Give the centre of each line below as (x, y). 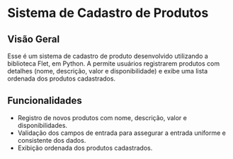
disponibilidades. (42, 125)
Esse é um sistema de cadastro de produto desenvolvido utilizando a (108, 56)
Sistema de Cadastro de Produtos (108, 13)
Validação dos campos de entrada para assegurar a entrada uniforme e (122, 133)
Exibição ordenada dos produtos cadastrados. (85, 148)
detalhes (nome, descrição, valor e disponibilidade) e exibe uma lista (108, 71)
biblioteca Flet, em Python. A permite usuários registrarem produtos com (114, 64)
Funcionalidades (45, 101)
